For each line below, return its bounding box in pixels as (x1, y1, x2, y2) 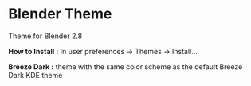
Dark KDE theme (8, 70, 63, 80)
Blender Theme (8, 5, 112, 23)
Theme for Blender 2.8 (8, 31, 83, 41)
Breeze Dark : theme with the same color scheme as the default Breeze (8, 61, 243, 72)
